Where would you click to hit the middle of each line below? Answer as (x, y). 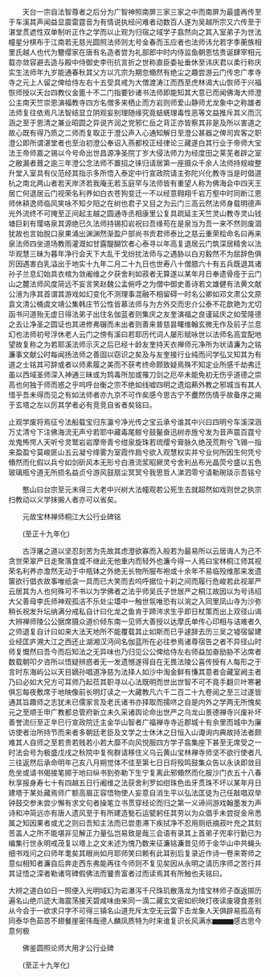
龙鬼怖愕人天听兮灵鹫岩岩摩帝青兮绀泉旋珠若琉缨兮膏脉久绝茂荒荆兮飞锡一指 (135, 442)
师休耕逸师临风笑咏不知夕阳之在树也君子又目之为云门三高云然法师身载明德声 (135, 203)
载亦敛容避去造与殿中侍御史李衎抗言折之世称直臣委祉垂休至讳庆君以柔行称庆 (135, 62)
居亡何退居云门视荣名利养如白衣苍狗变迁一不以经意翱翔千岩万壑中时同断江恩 (135, 193)
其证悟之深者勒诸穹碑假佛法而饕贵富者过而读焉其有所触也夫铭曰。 (117, 873)
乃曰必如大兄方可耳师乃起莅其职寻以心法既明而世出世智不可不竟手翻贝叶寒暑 (135, 682)
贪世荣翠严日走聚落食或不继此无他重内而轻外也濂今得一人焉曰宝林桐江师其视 (135, 561)
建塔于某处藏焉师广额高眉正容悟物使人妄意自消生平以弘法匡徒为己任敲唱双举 (135, 793)
